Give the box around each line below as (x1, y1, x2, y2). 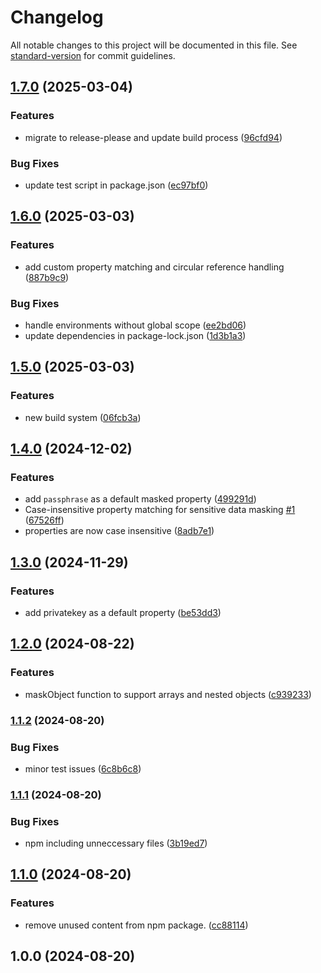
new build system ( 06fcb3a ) (24, 411, 142, 423)
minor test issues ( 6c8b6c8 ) (24, 762, 142, 775)
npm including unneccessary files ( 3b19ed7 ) (24, 837, 208, 850)
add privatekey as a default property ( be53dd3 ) (24, 606, 222, 618)
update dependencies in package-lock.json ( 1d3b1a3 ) (24, 329, 247, 341)
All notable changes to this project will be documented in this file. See (10, 39, 298, 51)
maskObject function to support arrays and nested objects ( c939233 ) (24, 688, 312, 700)
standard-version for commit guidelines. (10, 49, 176, 61)
